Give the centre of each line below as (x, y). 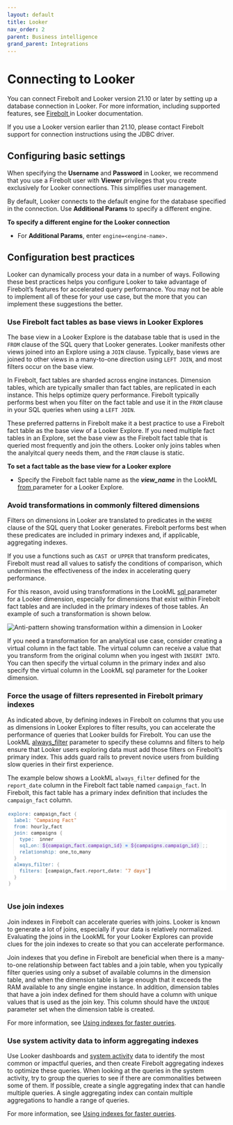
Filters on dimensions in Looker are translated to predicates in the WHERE (110, 520)
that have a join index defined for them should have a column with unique (112, 994)
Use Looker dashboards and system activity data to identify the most (106, 1056)
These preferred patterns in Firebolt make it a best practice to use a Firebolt (116, 423)
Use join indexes (36, 906)
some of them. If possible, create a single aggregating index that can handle (116, 1085)
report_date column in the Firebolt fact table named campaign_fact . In (107, 785)
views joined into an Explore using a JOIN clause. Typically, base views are (114, 352)
